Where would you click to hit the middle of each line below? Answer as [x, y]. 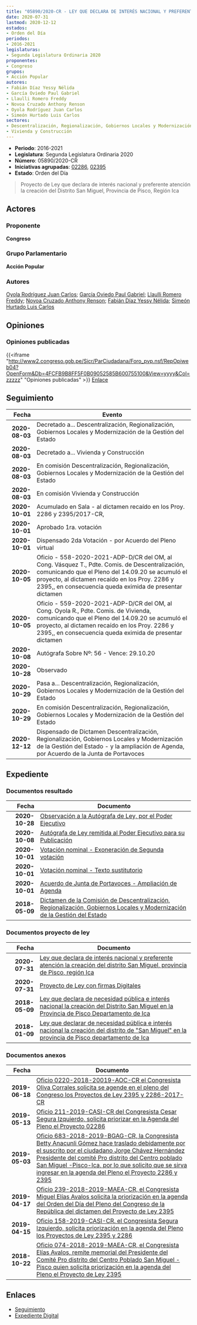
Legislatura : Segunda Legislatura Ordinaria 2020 [74, 154]
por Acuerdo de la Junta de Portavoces [91, 753]
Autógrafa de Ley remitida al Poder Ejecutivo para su [113, 833]
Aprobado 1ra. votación [69, 527]
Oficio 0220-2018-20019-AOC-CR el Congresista [108, 1080]
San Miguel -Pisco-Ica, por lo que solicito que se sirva [112, 1165]
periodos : [18, 39]
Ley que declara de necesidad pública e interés [105, 998]
